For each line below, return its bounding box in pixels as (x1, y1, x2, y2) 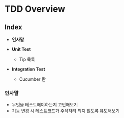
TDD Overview (4, 3, 65, 15)
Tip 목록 (19, 56, 35, 62)
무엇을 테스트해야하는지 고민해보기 (11, 102, 78, 108)
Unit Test (11, 47, 31, 52)
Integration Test (11, 66, 45, 72)
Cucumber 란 (19, 76, 46, 82)
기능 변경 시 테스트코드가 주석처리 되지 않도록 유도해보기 (11, 108, 120, 114)
